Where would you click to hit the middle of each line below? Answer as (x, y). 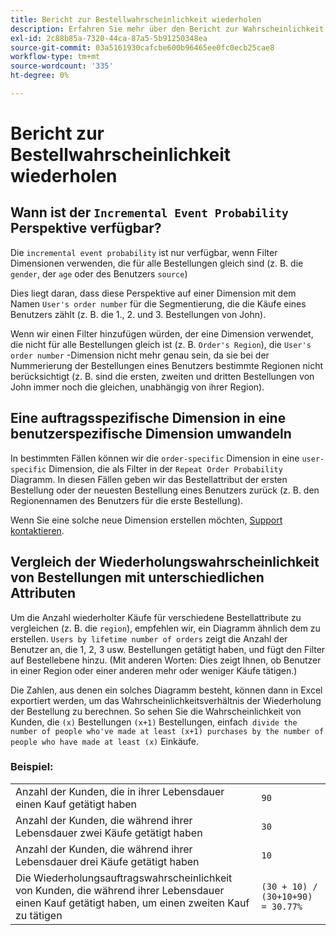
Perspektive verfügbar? (86, 228)
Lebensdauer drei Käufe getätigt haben (107, 861)
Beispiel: (32, 767)
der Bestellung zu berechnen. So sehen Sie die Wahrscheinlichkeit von (156, 711)
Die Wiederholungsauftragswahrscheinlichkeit (124, 878)
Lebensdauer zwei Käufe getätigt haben (109, 833)
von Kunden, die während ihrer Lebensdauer (120, 890)
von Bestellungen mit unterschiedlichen (137, 577)
